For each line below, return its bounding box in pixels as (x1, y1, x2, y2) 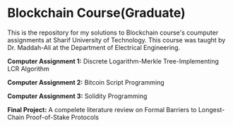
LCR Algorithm (7, 64, 49, 73)
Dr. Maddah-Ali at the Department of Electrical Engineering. (7, 43, 181, 52)
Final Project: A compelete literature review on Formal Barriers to (7, 105, 197, 114)
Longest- (198, 105, 225, 114)
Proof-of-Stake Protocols (25, 113, 99, 121)
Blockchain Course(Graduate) (7, 5, 186, 21)
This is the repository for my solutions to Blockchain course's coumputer (7, 28, 219, 37)
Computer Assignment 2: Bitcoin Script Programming (7, 78, 165, 86)
